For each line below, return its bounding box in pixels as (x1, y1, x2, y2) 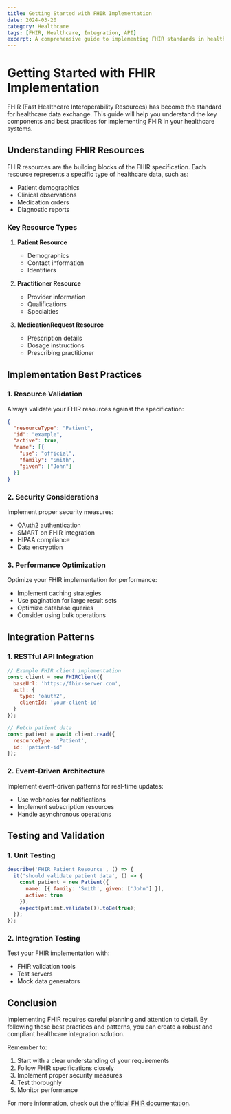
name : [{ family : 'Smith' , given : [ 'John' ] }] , (25, 885, 165, 892)
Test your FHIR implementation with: (7, 949, 110, 957)
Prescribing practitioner (27, 349, 95, 357)
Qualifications (27, 300, 67, 308)
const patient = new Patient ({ (19, 879, 109, 886)
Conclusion (7, 997, 58, 1009)
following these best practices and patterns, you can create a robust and (7, 1022, 213, 1031)
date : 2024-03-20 (7, 17, 57, 23)
